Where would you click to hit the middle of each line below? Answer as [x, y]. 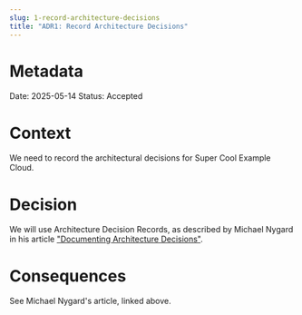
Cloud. [22, 168]
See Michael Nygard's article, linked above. [90, 301]
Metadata [46, 71]
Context [40, 133]
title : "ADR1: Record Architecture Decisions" [99, 26]
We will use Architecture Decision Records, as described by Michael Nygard [151, 230]
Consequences [68, 276]
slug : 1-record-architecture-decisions [85, 18]
